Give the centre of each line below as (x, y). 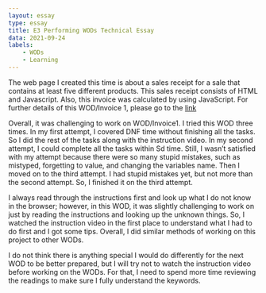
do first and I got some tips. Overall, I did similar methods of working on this (132, 231)
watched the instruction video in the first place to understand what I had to (130, 222)
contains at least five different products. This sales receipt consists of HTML (133, 91)
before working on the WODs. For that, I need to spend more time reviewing (132, 272)
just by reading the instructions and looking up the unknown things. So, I (127, 214)
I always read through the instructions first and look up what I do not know (130, 197)
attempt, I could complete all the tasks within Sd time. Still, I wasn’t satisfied (132, 148)
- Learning (40, 60)
